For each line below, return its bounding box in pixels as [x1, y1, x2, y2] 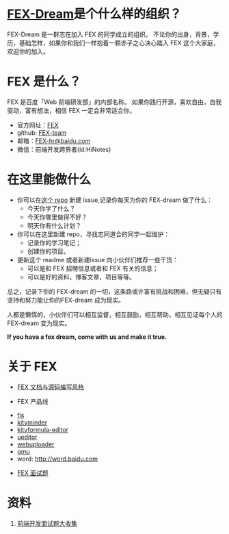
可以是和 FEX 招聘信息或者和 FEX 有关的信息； [27, 264, 159, 272]
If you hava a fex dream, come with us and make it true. [7, 333, 167, 341]
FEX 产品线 [16, 397, 49, 405]
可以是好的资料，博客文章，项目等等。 [27, 272, 135, 281]
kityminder [16, 418, 48, 427]
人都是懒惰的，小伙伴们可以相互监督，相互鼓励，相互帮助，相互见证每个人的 [7, 310, 223, 318]
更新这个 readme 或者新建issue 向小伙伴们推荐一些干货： [16, 255, 179, 264]
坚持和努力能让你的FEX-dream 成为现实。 [7, 296, 125, 304]
